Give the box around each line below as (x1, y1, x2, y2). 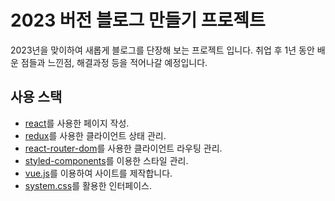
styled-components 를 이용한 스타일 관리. (24, 154, 189, 166)
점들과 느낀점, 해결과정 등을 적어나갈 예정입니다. (20, 56, 208, 68)
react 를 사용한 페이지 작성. (24, 117, 130, 129)
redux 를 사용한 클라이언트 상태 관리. (24, 129, 167, 141)
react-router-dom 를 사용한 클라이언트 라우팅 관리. (24, 142, 223, 154)
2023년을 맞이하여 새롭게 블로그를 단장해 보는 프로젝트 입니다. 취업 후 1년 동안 (10, 44, 315, 56)
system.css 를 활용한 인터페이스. (24, 179, 152, 191)
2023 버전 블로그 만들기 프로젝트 (10, 9, 266, 32)
